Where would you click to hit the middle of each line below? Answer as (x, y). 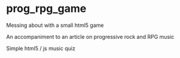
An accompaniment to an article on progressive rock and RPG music (90, 36)
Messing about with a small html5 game (55, 25)
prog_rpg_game (46, 9)
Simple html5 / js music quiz (41, 48)
